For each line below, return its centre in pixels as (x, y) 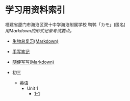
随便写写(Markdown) (33, 62)
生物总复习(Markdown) (35, 41)
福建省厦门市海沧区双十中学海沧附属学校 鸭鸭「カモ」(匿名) (65, 25)
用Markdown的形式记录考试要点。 (40, 30)
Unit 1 (32, 88)
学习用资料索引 (35, 10)
